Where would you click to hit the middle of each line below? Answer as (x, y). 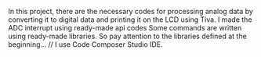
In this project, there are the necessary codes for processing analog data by (130, 11)
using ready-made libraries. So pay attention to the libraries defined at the (127, 36)
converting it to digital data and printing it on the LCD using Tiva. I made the (130, 20)
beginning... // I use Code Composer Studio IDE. (85, 45)
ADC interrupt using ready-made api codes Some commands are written (125, 28)
